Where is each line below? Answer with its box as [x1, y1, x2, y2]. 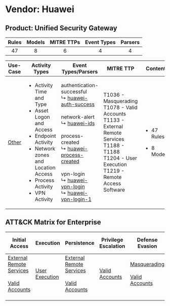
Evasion [137, 242, 157, 249]
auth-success [61, 101, 95, 107]
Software [103, 186, 125, 193]
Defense [137, 236, 158, 243]
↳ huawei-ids [61, 120, 95, 127]
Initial [12, 236, 26, 243]
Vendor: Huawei [5, 4, 74, 15]
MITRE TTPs [50, 39, 80, 46]
